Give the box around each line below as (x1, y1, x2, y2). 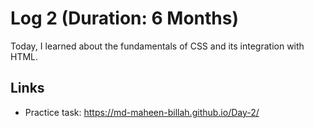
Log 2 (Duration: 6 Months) (10, 7, 239, 30)
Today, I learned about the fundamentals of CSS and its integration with (10, 40, 305, 52)
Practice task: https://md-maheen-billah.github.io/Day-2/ (24, 106, 260, 118)
